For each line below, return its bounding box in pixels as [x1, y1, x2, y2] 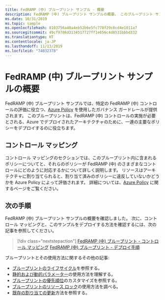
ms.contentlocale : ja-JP [5, 39, 56, 44]
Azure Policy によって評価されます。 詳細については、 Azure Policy [14, 180, 149, 185]
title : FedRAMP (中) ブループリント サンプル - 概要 [5, 7, 105, 12]
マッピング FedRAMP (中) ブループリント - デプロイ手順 [27, 244, 140, 250]
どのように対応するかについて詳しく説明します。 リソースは [22, 167, 143, 173]
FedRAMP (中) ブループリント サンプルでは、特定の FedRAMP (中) [5, 100, 139, 106]
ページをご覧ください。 [13, 185, 61, 192]
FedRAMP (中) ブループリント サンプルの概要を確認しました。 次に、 [5, 215, 144, 221]
